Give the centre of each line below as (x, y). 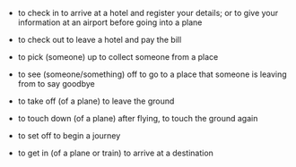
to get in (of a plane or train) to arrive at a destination (115, 153)
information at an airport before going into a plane (110, 22)
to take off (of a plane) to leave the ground (96, 101)
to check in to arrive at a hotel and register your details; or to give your (148, 13)
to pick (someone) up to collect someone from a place (118, 57)
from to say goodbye (57, 83)
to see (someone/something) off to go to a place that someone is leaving (152, 74)
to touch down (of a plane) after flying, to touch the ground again (138, 118)
